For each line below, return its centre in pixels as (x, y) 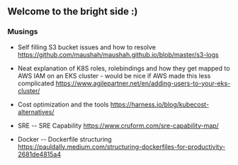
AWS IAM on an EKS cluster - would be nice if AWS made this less (114, 75)
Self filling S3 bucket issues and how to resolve (86, 47)
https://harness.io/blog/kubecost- (160, 104)
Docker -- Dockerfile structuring (64, 139)
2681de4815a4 (39, 154)
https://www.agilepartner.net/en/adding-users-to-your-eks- (143, 83)
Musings (23, 32)
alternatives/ (36, 111)
